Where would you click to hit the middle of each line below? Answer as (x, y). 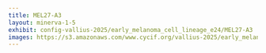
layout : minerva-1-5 (42, 23)
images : (21, 37)
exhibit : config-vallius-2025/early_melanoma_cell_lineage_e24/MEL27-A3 (131, 30)
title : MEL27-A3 (35, 15)
